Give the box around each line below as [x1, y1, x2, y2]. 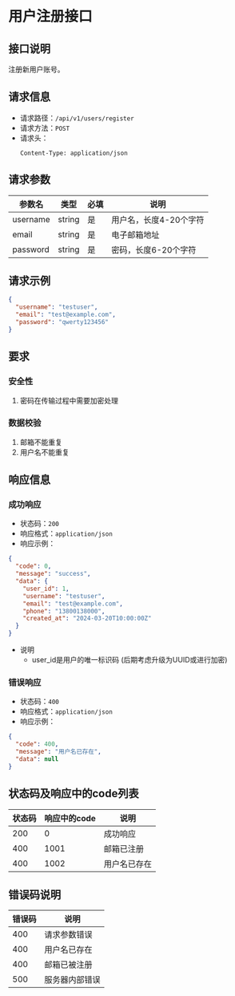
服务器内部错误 [44, 974, 102, 986]
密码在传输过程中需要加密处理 [19, 395, 118, 405]
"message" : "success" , [15, 570, 91, 578]
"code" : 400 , [15, 740, 59, 748]
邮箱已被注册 [44, 959, 94, 970]
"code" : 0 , [15, 562, 52, 570]
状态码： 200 [19, 519, 60, 528]
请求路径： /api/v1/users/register [19, 113, 134, 123]
